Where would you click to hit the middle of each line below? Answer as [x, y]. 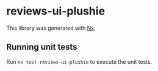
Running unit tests [42, 47]
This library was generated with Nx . [51, 28]
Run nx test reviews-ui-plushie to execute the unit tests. [79, 61]
